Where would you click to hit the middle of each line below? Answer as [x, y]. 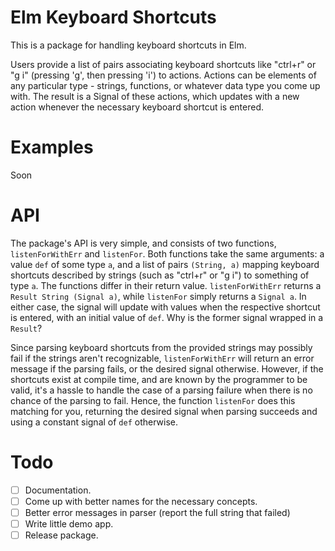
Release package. [61, 535]
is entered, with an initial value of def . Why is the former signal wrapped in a [167, 317]
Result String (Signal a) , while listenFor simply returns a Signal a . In [158, 296]
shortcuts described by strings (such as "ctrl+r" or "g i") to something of [160, 275]
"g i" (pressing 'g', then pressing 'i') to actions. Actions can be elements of [163, 75]
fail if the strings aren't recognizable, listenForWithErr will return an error [162, 358]
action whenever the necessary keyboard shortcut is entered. [137, 107]
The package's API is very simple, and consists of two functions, [143, 243]
